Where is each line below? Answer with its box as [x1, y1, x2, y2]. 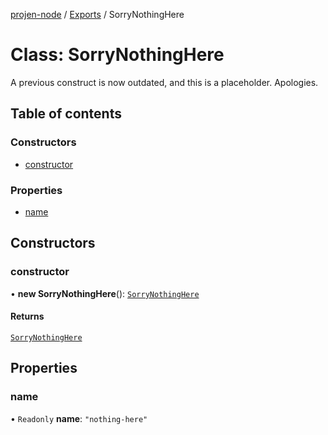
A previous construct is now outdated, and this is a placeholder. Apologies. [10, 76, 319, 88]
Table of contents [10, 105, 122, 123]
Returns [10, 310, 45, 323]
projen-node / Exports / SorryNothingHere [10, 9, 185, 20]
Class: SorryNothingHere [10, 44, 225, 66]
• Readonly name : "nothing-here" [10, 412, 148, 424]
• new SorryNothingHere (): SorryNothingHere [10, 287, 200, 299]
